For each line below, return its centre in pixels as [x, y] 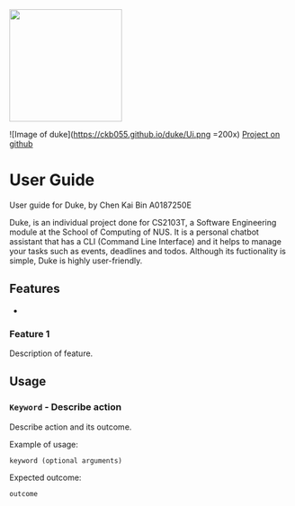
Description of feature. [51, 353]
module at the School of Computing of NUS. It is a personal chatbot [134, 232]
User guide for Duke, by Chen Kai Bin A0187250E [100, 205]
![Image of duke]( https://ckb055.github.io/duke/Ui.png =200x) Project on [145, 134]
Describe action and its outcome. [71, 427]
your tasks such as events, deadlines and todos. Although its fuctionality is [147, 251]
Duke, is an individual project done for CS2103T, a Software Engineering [143, 222]
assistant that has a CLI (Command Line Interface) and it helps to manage [145, 241]
